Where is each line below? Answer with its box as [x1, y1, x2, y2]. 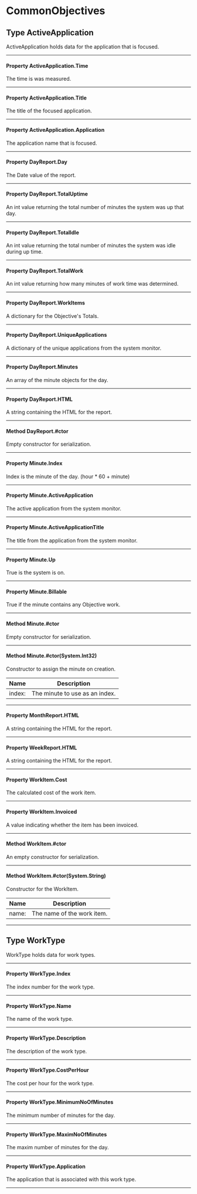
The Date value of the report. [6, 171, 76, 178]
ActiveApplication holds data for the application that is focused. [6, 43, 159, 50]
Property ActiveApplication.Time [6, 62, 89, 69]
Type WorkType [6, 936, 66, 946]
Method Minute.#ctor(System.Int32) [6, 652, 97, 659]
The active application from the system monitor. [6, 505, 122, 512]
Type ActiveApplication [6, 28, 94, 38]
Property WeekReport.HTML [6, 744, 77, 751]
